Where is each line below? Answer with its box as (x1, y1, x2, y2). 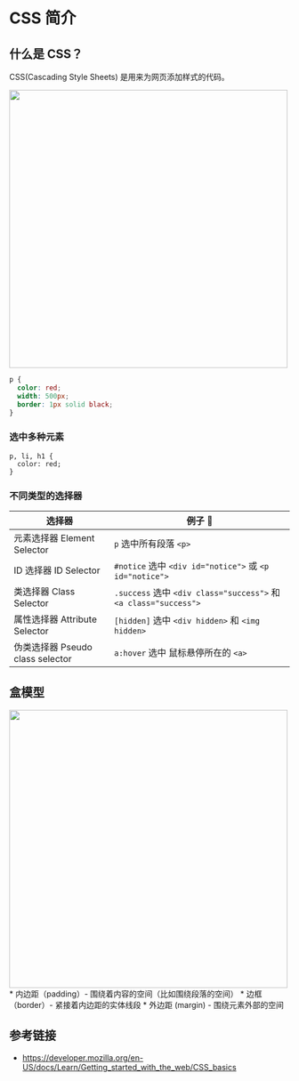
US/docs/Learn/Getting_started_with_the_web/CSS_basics (21, 1061, 238, 1072)
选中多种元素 (9, 431, 65, 443)
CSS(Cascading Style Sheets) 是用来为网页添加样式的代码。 (9, 72, 230, 82)
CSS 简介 (9, 8, 77, 28)
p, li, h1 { (9, 451, 53, 461)
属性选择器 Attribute (13, 613, 98, 625)
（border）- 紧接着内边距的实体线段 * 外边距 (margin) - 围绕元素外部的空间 (9, 999, 285, 1010)
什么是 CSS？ (9, 46, 84, 61)
